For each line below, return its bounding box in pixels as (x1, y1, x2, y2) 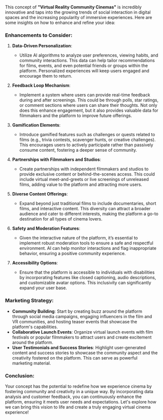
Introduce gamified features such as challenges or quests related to (19, 132, 155, 138)
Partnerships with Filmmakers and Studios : (12, 157, 101, 162)
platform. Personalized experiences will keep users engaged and (19, 68, 149, 74)
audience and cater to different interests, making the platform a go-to (19, 211, 159, 217)
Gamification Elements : (12, 122, 61, 128)
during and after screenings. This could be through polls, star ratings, (19, 97, 159, 103)
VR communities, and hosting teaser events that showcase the (12, 319, 138, 324)
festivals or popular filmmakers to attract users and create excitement (12, 334, 152, 340)
